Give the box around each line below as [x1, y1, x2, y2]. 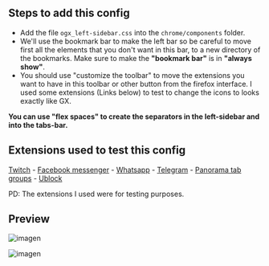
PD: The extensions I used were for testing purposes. [8, 189, 185, 198]
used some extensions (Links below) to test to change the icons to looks [19, 88, 259, 97]
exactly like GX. [19, 96, 72, 105]
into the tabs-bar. [8, 120, 68, 129]
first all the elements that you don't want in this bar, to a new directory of [19, 44, 261, 55]
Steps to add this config [8, 6, 130, 20]
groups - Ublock [8, 173, 63, 183]
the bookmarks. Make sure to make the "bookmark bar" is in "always [19, 53, 253, 63]
